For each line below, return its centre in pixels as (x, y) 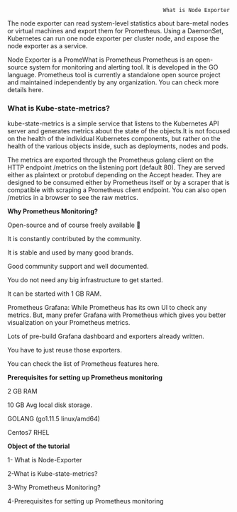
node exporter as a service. (48, 46)
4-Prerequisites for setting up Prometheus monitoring (86, 501)
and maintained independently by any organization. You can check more (113, 82)
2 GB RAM (22, 391)
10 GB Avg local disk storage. (50, 405)
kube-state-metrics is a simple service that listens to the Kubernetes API (113, 123)
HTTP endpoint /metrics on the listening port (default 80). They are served (116, 167)
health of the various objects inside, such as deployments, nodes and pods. (118, 146)
